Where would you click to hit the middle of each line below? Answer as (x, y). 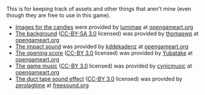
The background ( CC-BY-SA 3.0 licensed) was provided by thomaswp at (107, 33)
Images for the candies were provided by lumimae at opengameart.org (104, 27)
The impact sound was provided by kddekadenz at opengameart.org (102, 46)
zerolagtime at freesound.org (52, 85)
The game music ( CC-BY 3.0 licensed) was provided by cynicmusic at (104, 66)
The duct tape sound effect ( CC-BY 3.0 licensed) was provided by (99, 79)
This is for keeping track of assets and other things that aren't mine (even (99, 9)
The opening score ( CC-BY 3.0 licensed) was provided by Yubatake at (104, 53)
